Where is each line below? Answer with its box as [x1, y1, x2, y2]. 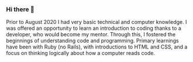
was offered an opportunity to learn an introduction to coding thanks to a [6, 25, 181, 32]
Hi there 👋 [6, 5, 35, 13]
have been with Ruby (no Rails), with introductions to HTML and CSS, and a [6, 43, 188, 50]
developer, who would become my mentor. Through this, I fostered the [6, 31, 176, 38]
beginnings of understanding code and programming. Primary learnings [6, 37, 180, 44]
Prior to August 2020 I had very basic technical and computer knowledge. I [6, 19, 187, 26]
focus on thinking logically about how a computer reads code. [6, 50, 155, 57]
